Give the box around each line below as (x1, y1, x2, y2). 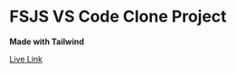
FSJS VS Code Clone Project (9, 6, 228, 27)
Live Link (9, 53, 43, 64)
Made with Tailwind (9, 36, 84, 47)
